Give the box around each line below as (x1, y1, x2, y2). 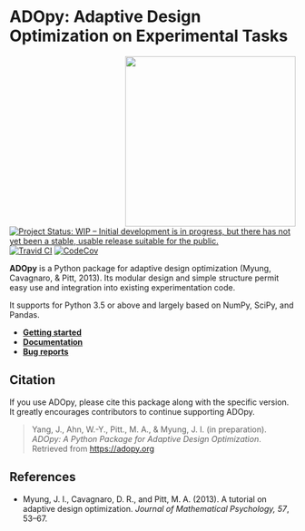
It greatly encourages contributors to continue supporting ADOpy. (9, 406, 256, 417)
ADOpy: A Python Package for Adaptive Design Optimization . (31, 433, 261, 444)
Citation (9, 372, 56, 388)
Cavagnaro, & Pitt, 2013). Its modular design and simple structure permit (9, 272, 280, 283)
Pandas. (9, 309, 40, 320)
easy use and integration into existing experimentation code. (9, 281, 236, 292)
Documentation (22, 336, 84, 347)
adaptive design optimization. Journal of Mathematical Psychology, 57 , (22, 503, 290, 514)
